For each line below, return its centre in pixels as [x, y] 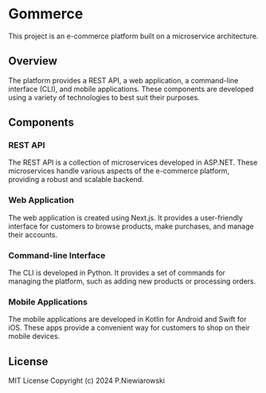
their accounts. [33, 234]
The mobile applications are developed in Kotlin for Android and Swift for [127, 320]
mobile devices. [34, 336]
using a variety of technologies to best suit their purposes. [104, 97]
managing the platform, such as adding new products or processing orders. [132, 281]
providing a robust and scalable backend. [76, 180]
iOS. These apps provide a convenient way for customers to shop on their [129, 327]
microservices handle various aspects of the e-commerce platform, [119, 171]
